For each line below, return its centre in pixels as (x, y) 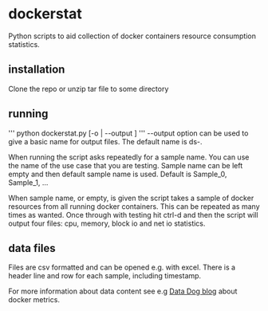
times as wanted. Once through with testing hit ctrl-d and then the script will (133, 215)
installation (37, 70)
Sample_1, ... (28, 182)
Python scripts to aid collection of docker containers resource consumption (132, 36)
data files (32, 248)
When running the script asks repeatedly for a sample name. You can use (129, 157)
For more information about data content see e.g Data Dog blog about (123, 291)
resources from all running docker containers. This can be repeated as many (134, 206)
